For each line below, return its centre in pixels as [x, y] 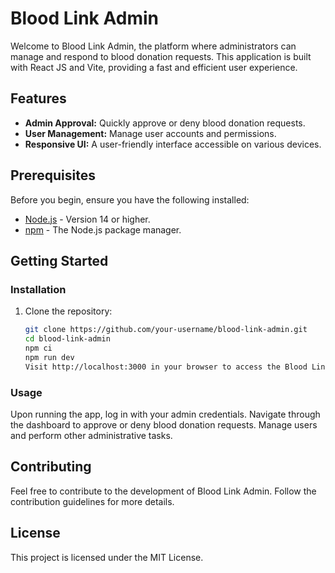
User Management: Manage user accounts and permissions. [150, 133]
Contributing [51, 467]
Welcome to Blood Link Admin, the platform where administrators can [153, 46]
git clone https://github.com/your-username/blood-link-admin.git [166, 330]
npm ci [38, 348]
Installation [38, 289]
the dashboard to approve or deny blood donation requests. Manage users [164, 424]
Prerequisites [53, 175]
